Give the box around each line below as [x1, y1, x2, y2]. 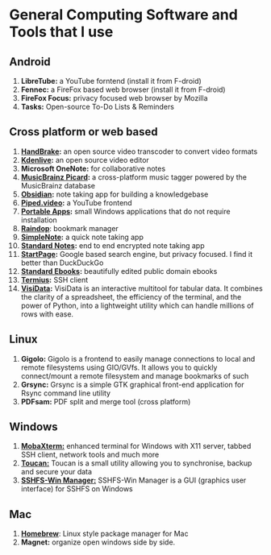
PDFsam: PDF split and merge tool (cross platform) [20, 396, 191, 406]
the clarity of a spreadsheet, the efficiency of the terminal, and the [20, 292, 242, 301]
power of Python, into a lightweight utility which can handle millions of [20, 300, 255, 310]
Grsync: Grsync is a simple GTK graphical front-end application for [20, 379, 244, 389]
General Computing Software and [9, 6, 239, 24]
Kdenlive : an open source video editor [20, 155, 150, 164]
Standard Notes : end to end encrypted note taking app [20, 240, 205, 251]
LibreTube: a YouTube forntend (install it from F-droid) [20, 77, 202, 85]
